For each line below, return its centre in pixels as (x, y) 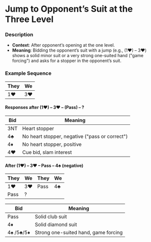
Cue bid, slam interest (47, 152)
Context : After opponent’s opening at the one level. (63, 45)
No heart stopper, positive (52, 144)
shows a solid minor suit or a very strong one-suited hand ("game (78, 56)
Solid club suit (51, 217)
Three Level (29, 19)
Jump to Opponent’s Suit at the (69, 9)
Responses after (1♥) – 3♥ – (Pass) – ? (45, 107)
